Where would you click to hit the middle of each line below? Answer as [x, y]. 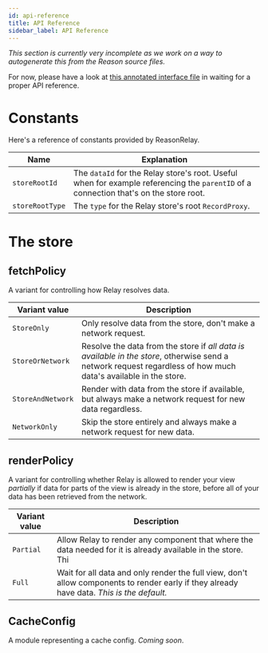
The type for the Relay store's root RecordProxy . [162, 206]
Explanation [165, 160]
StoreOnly [31, 328]
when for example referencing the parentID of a [162, 183]
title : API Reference [44, 23]
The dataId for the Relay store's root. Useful [155, 173]
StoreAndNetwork [43, 399]
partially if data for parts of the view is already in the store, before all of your [134, 489]
